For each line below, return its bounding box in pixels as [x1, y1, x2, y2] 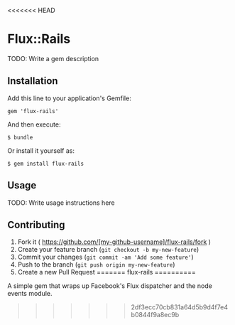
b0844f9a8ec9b [131, 311, 180, 319]
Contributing [7, 218, 65, 230]
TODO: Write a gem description [7, 54, 99, 63]
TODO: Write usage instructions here [7, 198, 115, 207]
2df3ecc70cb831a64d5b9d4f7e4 [131, 303, 229, 311]
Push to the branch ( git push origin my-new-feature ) [17, 260, 175, 269]
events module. [7, 289, 53, 298]
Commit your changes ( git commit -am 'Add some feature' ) [17, 252, 194, 262]
